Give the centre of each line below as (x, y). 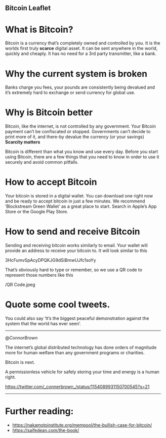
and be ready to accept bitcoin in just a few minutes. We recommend (75, 201)
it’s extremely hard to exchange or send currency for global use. (70, 93)
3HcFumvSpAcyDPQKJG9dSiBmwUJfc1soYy (51, 260)
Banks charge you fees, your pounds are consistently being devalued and (80, 87)
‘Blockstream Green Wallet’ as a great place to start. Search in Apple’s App (81, 206)
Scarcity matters (23, 142)
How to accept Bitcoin (51, 182)
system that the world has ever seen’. (43, 324)
